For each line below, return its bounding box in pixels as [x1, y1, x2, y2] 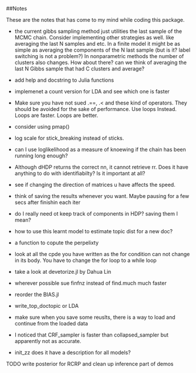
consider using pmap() [14, 123, 70, 130]
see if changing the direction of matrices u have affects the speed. [14, 182, 176, 188]
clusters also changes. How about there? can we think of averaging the [14, 59, 187, 66]
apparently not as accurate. [14, 338, 82, 344]
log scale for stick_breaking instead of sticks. [14, 135, 124, 142]
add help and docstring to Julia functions [14, 76, 114, 83]
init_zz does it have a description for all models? [14, 349, 131, 356]
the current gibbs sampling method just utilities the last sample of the [14, 28, 183, 35]
